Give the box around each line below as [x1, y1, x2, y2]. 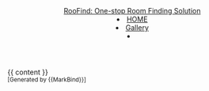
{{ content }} [7, 67, 48, 77]
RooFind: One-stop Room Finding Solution [63, 6, 201, 15]
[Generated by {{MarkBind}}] [7, 76, 86, 84]
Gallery [125, 23, 150, 32]
